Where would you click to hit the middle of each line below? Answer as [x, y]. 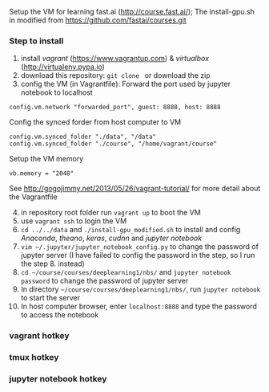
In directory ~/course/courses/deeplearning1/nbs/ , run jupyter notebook [141, 289]
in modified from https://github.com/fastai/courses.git [98, 20]
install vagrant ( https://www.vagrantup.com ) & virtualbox [115, 59]
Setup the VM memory [46, 159]
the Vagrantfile [34, 197]
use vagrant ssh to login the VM [74, 221]
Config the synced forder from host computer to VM [95, 122]
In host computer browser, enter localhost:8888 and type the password [139, 306]
